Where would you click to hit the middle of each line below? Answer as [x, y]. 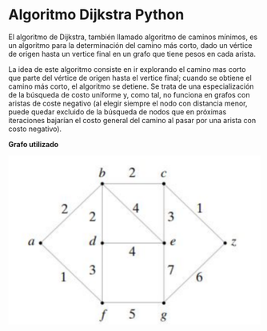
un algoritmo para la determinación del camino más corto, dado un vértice [130, 45]
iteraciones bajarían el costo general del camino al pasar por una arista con [132, 120]
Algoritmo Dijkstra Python [96, 15]
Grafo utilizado [34, 144]
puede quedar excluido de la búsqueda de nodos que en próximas [118, 112]
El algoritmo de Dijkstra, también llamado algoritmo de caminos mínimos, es [133, 37]
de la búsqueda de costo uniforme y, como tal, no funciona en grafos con [129, 94]
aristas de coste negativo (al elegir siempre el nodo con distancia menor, [128, 103]
